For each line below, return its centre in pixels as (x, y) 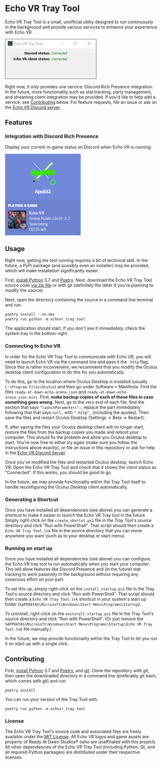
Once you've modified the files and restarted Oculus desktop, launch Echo (79, 462)
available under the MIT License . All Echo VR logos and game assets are (77, 737)
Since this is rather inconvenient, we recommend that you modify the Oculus (81, 367)
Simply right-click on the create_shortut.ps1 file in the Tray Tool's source (78, 520)
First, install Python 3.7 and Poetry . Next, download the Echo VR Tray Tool (79, 280)
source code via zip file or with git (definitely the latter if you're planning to (79, 285)
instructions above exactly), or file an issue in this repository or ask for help (80, 447)
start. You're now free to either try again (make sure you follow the (71, 442)
